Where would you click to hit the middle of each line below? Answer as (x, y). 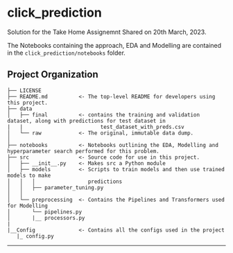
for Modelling (28, 206)
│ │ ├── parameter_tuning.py (55, 187)
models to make (29, 175)
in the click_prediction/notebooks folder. (67, 53)
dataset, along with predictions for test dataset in (87, 121)
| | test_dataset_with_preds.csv (96, 127)
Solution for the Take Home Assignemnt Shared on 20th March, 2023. (107, 32)
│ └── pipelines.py (44, 212)
